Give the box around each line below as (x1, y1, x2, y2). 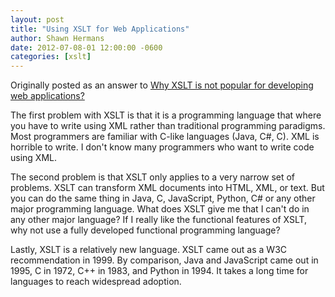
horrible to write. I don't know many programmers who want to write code (10, 141, 315, 153)
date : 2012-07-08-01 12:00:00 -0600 (10, 42, 163, 53)
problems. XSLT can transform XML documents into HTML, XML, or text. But (10, 182, 325, 194)
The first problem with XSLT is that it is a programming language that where (10, 109, 322, 121)
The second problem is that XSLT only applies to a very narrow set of (10, 171, 296, 183)
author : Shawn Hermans (10, 33, 105, 43)
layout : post (10, 14, 65, 25)
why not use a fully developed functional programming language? (10, 224, 281, 236)
